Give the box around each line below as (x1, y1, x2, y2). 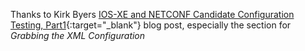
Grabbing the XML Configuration (10, 30, 146, 41)
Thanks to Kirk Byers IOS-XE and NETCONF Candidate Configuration (10, 9, 295, 20)
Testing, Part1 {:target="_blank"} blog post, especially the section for (10, 19, 292, 31)
